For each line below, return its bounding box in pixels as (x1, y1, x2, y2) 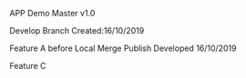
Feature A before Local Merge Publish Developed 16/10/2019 (9, 43, 237, 54)
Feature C (9, 61, 47, 71)
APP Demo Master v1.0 (9, 8, 96, 18)
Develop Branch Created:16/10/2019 (9, 25, 145, 35)
